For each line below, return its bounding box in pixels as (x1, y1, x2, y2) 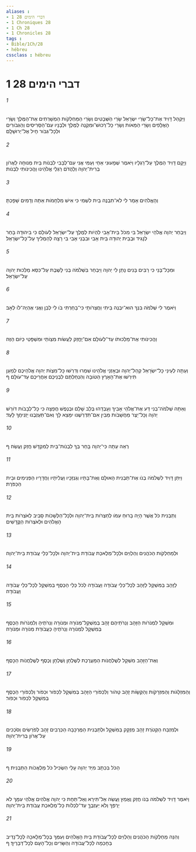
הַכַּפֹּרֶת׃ (6, 481, 22, 488)
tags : (6, 36, 22, 42)
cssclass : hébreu (6, 52, 51, 58)
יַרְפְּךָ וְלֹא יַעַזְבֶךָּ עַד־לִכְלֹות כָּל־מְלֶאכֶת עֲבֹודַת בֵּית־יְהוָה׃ (6, 802, 120, 809)
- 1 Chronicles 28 (6, 30, 51, 36)
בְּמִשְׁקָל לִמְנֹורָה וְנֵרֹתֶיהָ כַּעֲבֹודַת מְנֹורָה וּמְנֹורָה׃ (6, 625, 102, 632)
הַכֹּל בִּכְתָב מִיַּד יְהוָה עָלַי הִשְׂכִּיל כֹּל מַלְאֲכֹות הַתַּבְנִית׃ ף (6, 764, 120, 771)
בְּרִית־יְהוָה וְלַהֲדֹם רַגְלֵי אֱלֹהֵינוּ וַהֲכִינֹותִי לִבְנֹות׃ (6, 165, 101, 173)
